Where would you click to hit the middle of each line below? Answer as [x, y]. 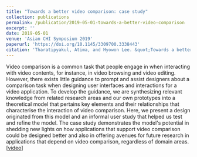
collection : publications [38, 17]
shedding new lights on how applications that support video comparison [93, 129]
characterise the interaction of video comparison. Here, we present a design [98, 110]
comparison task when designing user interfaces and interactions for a [91, 85]
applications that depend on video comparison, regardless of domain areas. [98, 141]
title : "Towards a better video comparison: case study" [77, 11]
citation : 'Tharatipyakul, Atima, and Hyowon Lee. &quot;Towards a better [99, 50]
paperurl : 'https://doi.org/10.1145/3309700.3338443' [73, 45]
